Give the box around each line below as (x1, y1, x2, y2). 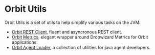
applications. (11, 39, 38, 45)
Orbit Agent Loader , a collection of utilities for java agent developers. (11, 44, 151, 50)
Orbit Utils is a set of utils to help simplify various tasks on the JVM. (4, 19, 141, 25)
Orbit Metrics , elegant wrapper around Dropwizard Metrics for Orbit (11, 34, 148, 40)
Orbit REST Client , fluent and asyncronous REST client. (11, 29, 123, 35)
